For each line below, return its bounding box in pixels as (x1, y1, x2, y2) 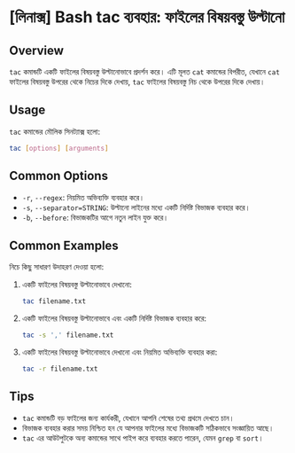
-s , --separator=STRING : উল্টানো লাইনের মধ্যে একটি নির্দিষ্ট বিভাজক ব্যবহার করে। (21, 202, 251, 213)
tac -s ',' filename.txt (21, 331, 114, 340)
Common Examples (9, 238, 120, 253)
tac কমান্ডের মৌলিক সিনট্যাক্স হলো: (9, 126, 100, 137)
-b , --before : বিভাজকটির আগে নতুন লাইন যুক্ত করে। (21, 212, 169, 223)
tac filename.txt (21, 297, 87, 306)
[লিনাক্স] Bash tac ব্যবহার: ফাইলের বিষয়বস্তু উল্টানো (9, 7, 285, 27)
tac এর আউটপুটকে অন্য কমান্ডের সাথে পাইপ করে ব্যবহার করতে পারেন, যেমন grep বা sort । (21, 433, 264, 443)
